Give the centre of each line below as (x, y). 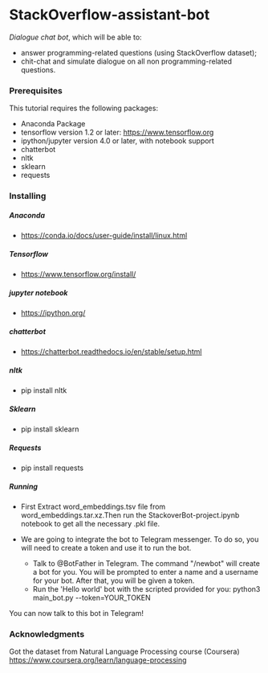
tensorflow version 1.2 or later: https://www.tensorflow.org (117, 132)
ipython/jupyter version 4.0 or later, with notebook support (118, 141)
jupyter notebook (39, 292)
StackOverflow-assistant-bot (110, 15)
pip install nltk (44, 390)
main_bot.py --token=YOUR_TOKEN (91, 597)
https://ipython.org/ (53, 313)
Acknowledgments (47, 634)
